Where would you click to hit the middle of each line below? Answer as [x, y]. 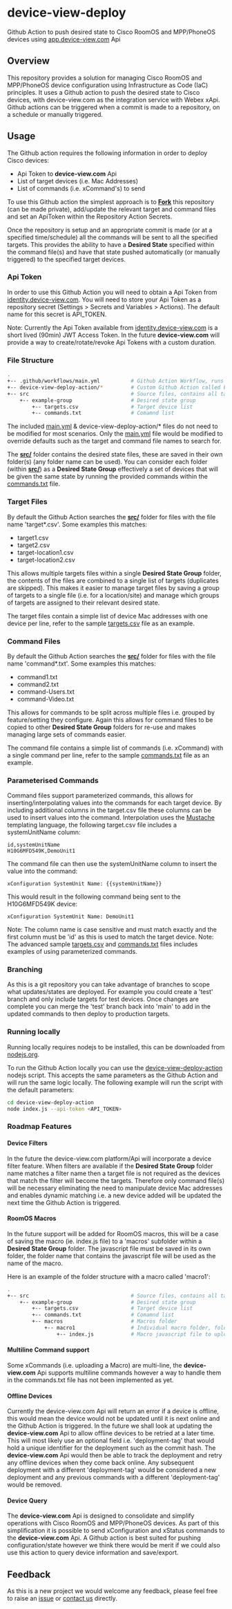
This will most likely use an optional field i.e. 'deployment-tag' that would [110, 1441]
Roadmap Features [40, 1127]
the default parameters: [41, 1089]
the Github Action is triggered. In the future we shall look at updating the [110, 1426]
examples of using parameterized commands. [72, 952]
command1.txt [37, 677]
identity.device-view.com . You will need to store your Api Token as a [104, 300]
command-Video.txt [46, 699]
